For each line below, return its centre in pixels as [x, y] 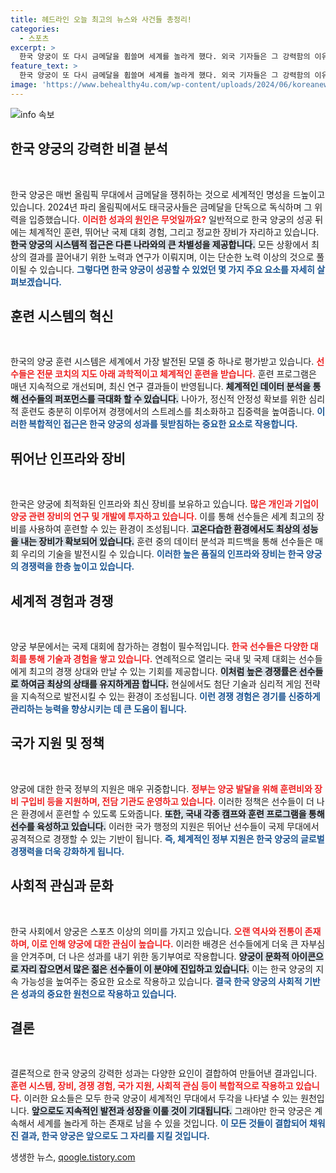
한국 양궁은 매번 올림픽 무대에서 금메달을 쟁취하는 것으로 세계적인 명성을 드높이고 [168, 194]
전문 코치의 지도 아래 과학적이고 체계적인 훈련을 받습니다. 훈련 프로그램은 [176, 374]
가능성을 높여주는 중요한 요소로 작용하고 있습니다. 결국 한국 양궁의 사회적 [161, 981]
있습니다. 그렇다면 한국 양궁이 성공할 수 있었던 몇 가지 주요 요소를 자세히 [177, 269]
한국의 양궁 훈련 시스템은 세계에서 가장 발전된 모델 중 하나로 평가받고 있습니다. [162, 362]
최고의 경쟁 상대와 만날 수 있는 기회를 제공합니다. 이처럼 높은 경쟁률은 [163, 671]
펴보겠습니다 [35, 282]
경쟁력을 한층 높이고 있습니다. [77, 567]
